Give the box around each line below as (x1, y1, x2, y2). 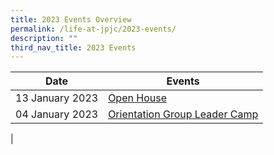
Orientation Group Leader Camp (108, 107, 259, 121)
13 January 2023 (15, 91, 99, 105)
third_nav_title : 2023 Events (10, 42, 137, 53)
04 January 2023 (15, 107, 99, 121)
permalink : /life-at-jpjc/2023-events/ (10, 24, 177, 34)
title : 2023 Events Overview (10, 14, 132, 25)
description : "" (10, 33, 78, 43)
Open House (108, 91, 167, 105)
